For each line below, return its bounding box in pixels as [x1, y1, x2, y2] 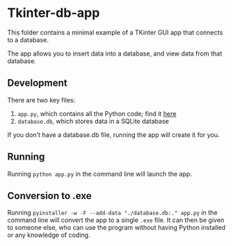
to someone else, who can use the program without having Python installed [7, 224, 226, 232]
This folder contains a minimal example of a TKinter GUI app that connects [7, 28, 224, 37]
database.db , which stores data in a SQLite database [17, 117, 169, 125]
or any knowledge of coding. [7, 231, 91, 240]
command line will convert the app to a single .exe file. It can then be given [7, 216, 225, 224]
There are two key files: [7, 96, 76, 104]
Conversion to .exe [7, 190, 92, 202]
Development [7, 77, 68, 89]
